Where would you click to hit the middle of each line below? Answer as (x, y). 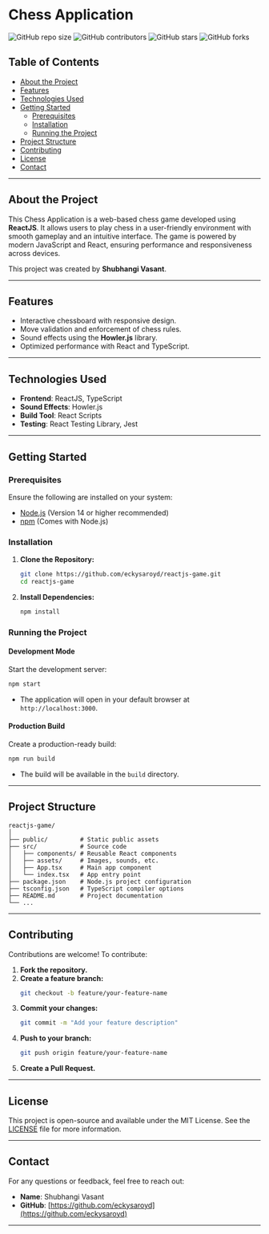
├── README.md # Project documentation (85, 896)
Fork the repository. (54, 970)
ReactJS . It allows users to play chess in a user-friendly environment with (130, 227)
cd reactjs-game (47, 582)
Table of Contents (54, 62)
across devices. (34, 253)
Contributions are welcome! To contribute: (78, 954)
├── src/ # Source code (68, 846)
